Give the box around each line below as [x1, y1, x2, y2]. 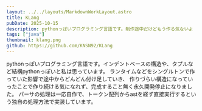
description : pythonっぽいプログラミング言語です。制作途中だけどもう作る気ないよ [6, 25, 193, 32]
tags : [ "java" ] [6, 32, 45, 38]
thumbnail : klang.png [6, 37, 61, 43]
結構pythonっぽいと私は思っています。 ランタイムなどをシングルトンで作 [11, 67, 195, 75]
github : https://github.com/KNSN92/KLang [6, 43, 113, 49]
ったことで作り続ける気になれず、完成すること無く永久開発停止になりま [6, 82, 187, 90]
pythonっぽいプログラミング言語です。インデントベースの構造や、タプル [6, 60, 189, 67]
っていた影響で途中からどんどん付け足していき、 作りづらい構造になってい [6, 75, 193, 82]
